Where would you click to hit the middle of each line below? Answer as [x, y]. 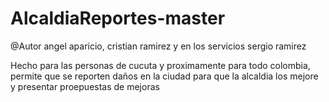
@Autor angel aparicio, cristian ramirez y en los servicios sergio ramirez [158, 46]
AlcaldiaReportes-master [118, 18]
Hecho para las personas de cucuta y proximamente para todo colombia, [160, 65]
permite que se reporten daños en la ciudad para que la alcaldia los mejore [164, 76]
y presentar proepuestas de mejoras [85, 86]
